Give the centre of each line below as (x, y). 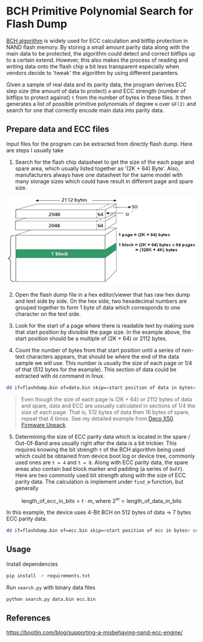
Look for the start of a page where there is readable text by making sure (105, 325)
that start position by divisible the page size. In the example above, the (103, 332)
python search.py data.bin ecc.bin (51, 599)
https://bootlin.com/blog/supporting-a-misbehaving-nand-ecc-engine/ (95, 632)
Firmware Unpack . (44, 425)
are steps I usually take (35, 150)
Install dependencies (32, 564)
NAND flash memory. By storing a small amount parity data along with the (98, 47)
